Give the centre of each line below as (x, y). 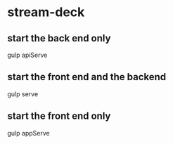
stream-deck (46, 12)
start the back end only (59, 38)
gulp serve (23, 94)
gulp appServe (29, 133)
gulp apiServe (27, 55)
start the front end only (59, 116)
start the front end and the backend (87, 77)
